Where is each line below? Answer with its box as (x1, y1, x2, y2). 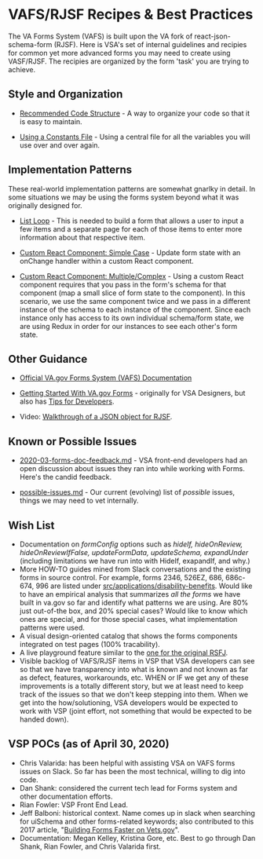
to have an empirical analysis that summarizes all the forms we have (19, 590, 241, 598)
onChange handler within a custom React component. (19, 256, 194, 265)
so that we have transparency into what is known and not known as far (19, 665, 249, 674)
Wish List (8, 518, 55, 532)
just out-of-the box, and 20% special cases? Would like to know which (19, 606, 248, 616)
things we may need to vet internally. (19, 496, 139, 506)
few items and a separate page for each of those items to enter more (19, 224, 243, 233)
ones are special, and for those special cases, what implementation (19, 615, 238, 623)
